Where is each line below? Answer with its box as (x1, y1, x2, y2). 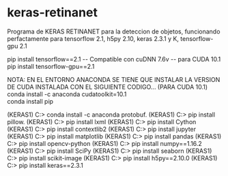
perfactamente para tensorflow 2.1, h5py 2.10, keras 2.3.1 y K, (7, 34, 180, 42)
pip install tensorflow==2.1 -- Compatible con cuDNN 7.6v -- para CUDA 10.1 (7, 55, 221, 63)
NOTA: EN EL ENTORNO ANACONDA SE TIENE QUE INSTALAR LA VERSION (7, 75, 220, 83)
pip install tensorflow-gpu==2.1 (7, 62, 95, 70)
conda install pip (7, 97, 53, 105)
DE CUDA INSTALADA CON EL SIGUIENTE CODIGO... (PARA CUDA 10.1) (7, 83, 208, 91)
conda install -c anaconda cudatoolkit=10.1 (7, 90, 127, 98)
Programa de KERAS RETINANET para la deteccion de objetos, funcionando (7, 27, 220, 35)
